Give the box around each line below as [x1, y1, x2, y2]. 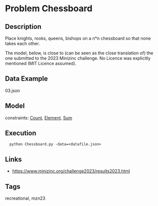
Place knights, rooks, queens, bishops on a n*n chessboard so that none [5, 35, 151, 41]
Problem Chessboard [5, 3, 93, 14]
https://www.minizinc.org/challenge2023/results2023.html [12, 168, 130, 174]
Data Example [5, 74, 48, 83]
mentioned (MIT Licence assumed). [5, 61, 77, 66]
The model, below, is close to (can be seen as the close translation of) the [5, 50, 154, 56]
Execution [5, 129, 37, 137]
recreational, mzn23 [5, 195, 45, 201]
